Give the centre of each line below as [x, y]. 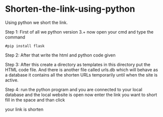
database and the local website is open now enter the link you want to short [81, 95]
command [15, 37]
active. [12, 80]
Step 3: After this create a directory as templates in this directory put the [78, 64]
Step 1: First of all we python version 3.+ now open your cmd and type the [79, 32]
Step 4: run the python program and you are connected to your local [74, 89]
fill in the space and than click [35, 100]
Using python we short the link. [36, 22]
